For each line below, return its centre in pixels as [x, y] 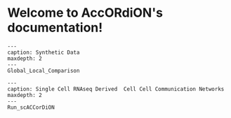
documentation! [55, 28]
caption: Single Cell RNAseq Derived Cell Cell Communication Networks [116, 89]
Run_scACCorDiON [31, 107]
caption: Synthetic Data [44, 52]
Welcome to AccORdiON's [85, 13]
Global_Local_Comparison [44, 71]
